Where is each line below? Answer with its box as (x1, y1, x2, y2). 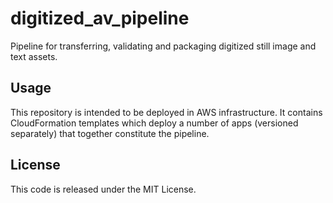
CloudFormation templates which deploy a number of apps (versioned (10, 117, 299, 129)
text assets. (10, 50, 58, 62)
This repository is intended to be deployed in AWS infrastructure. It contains (10, 106, 323, 118)
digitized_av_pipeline (10, 7, 190, 30)
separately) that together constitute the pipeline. (10, 127, 210, 139)
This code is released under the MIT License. (10, 183, 197, 195)
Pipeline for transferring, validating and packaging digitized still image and (10, 40, 317, 52)
